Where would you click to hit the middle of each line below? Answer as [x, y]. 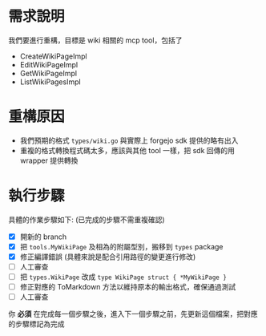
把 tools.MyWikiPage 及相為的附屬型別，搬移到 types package [121, 246]
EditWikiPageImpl [49, 64]
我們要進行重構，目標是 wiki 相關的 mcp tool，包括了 [95, 40]
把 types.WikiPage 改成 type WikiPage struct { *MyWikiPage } [123, 277]
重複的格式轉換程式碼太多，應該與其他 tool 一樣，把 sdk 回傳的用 [127, 150]
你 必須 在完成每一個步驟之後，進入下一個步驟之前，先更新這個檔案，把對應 [133, 314]
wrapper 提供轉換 [49, 160]
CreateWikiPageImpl [53, 56]
